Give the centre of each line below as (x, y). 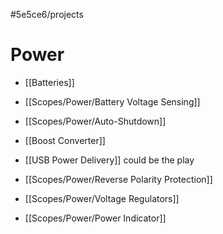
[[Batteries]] (49, 82)
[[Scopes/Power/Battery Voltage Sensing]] (112, 101)
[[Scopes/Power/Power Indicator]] (95, 218)
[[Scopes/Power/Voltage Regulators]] (102, 198)
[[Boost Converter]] (65, 140)
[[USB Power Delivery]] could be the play (109, 160)
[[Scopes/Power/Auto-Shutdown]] (95, 121)
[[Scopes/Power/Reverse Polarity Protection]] (118, 179)
